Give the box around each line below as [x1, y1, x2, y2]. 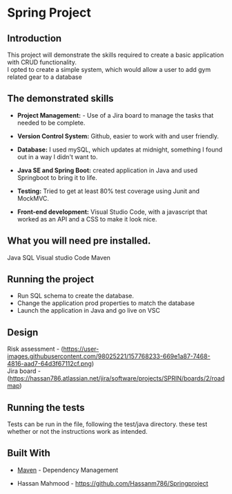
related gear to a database [7, 73, 83, 81]
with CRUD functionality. [7, 58, 77, 66]
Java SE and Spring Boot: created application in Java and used [17, 166, 198, 174]
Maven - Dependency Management [17, 466, 119, 474]
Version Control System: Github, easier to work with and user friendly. [17, 131, 220, 140]
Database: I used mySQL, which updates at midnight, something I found [17, 145, 223, 154]
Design [7, 327, 39, 338]
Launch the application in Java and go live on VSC [17, 307, 161, 315]
